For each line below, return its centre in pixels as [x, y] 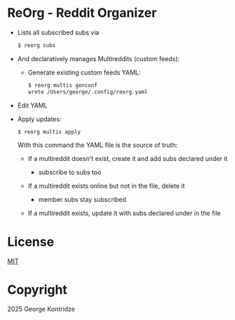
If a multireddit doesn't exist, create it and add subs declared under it [128, 159]
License [31, 242]
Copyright [38, 289]
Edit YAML [32, 105]
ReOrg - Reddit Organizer [82, 13]
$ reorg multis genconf [63, 85]
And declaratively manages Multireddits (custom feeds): [99, 58]
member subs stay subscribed [82, 200]
